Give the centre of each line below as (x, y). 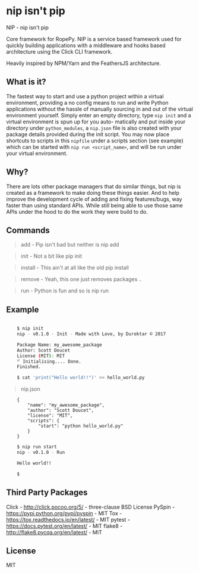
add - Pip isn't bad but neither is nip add (70, 245)
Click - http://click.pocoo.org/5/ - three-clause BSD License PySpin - (91, 507)
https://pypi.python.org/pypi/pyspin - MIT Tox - (64, 513)
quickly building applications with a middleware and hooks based (86, 45)
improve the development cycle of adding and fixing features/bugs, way (94, 199)
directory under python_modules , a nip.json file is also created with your (94, 128)
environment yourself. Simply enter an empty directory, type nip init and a (99, 115)
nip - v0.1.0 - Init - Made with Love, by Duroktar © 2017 (91, 334)
